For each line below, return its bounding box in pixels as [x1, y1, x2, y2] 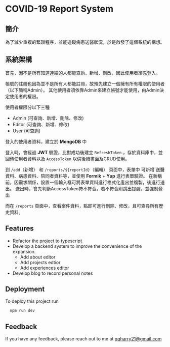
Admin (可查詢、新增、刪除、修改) [12, 115, 84, 121]
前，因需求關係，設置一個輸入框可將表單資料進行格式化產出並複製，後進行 [5, 179, 160, 185]
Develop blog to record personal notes [12, 270, 93, 276]
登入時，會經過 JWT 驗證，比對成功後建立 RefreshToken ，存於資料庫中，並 [5, 149, 163, 155]
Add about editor [20, 254, 56, 260]
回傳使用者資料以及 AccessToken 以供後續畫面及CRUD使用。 [5, 156, 130, 162]
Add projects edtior [20, 259, 61, 265]
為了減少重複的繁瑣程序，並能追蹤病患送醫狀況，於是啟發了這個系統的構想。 [5, 39, 165, 45]
